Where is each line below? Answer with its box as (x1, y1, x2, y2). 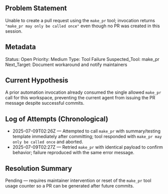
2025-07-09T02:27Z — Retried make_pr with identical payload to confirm (12, 144, 163, 150)
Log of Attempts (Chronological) (5, 114, 109, 123)
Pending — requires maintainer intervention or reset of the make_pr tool (5, 177, 151, 183)
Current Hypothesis (5, 76, 69, 85)
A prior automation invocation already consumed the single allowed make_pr (5, 89, 161, 95)
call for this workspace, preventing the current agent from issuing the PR (5, 95, 155, 101)
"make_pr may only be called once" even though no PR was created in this (5, 23, 160, 29)
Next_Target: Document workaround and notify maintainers (5, 61, 127, 68)
